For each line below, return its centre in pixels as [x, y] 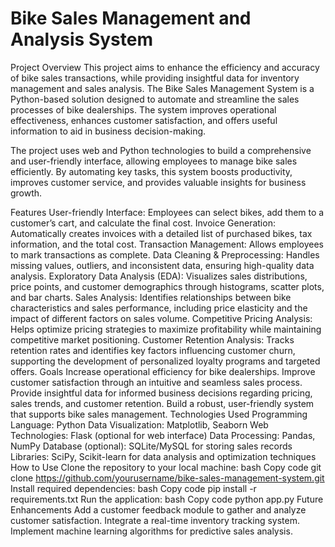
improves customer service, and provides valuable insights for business [158, 182]
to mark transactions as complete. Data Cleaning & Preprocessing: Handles [165, 254]
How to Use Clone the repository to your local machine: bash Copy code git [166, 467]
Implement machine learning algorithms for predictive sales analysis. [151, 531]
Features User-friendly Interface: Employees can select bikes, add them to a [167, 212]
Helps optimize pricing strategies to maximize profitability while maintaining [166, 329]
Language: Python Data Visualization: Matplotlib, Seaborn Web [139, 424]
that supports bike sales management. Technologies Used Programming [159, 414]
